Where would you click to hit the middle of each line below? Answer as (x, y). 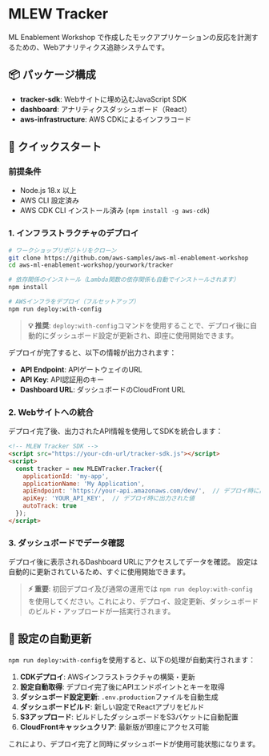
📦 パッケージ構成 (52, 75)
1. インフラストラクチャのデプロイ (74, 233)
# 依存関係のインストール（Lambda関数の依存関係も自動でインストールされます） (124, 280)
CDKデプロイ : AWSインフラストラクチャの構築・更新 (108, 677)
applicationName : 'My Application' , (84, 484)
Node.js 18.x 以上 (48, 191)
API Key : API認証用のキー (62, 379)
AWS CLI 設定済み (50, 200)
